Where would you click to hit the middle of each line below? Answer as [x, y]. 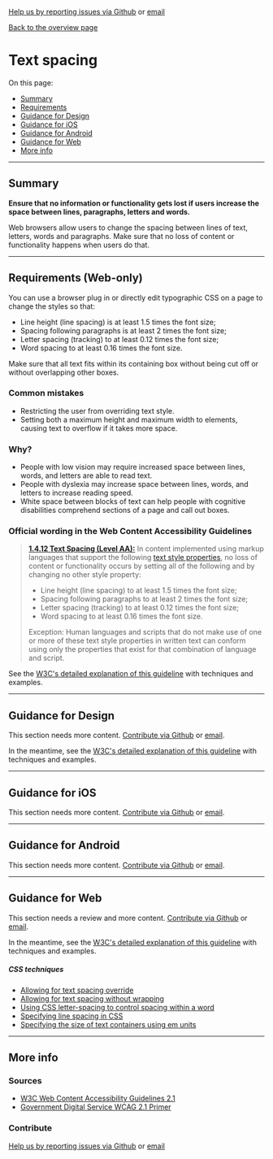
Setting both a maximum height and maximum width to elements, [129, 419]
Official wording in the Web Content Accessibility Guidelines [130, 532]
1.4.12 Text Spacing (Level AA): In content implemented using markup [146, 549]
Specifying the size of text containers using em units [108, 1024]
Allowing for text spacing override [77, 990]
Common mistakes [46, 393]
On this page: [31, 82]
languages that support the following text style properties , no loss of [143, 558]
